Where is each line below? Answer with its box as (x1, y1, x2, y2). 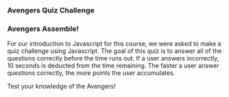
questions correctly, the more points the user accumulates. (7, 69, 175, 77)
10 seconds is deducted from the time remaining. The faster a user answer (7, 61, 219, 70)
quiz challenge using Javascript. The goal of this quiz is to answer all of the (7, 47, 222, 55)
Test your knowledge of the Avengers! (7, 82, 116, 91)
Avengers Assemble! (7, 23, 80, 33)
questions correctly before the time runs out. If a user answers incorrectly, (7, 54, 219, 63)
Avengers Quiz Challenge (7, 6, 95, 15)
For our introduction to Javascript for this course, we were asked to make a (7, 40, 221, 48)
